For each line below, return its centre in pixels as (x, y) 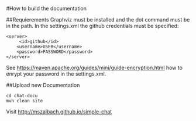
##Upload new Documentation (43, 85)
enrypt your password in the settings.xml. (56, 74)
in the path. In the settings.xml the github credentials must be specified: (92, 26)
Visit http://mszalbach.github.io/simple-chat (59, 112)
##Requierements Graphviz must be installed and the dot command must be (98, 19)
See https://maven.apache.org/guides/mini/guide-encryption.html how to (94, 67)
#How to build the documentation (46, 8)
